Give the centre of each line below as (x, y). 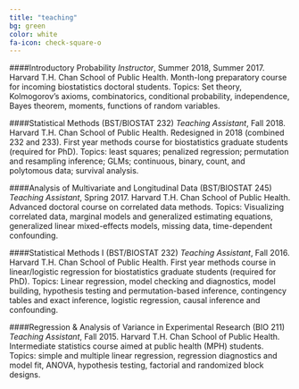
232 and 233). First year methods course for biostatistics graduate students (149, 142)
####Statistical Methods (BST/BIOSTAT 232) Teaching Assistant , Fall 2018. (147, 123)
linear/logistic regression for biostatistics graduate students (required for (143, 272)
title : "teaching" (43, 17)
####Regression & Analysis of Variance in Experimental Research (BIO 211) (147, 327)
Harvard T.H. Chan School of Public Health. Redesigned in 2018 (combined (147, 133)
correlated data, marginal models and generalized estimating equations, (141, 216)
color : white (33, 34)
